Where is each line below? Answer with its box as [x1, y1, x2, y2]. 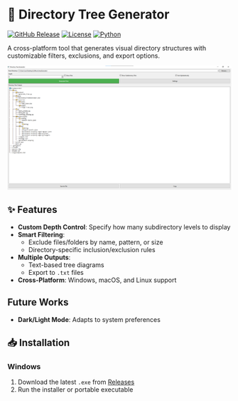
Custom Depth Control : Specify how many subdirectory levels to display [17, 222, 231, 231]
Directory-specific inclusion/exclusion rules [28, 245, 156, 254]
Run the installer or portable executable [17, 385, 134, 394]
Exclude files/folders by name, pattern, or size [28, 238, 163, 246]
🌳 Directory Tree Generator [7, 6, 170, 23]
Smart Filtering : [17, 230, 65, 239]
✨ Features [7, 204, 58, 216]
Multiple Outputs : [17, 253, 71, 261]
